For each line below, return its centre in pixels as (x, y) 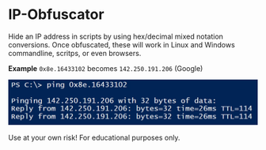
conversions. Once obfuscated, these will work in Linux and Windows (122, 44)
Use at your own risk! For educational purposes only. (94, 138)
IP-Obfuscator (56, 15)
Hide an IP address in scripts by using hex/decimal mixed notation (116, 36)
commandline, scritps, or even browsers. (75, 53)
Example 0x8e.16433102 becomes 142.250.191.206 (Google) (106, 68)
